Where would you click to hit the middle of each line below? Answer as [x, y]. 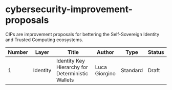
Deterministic [72, 73]
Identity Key [71, 61]
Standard [132, 70]
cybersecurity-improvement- [69, 9]
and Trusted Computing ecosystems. [44, 40]
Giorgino [105, 73]
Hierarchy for [72, 67]
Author [105, 52]
